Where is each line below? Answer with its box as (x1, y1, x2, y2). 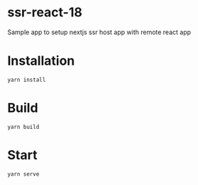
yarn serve (7, 170, 40, 178)
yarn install (7, 76, 46, 83)
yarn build (7, 123, 40, 130)
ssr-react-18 (7, 4, 83, 21)
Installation (7, 53, 75, 69)
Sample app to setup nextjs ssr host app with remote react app (7, 28, 192, 36)
